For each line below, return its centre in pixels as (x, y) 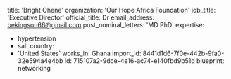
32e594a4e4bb (40, 61)
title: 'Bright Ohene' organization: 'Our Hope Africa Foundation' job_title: (112, 10)
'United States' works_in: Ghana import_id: (79, 53)
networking (34, 68)
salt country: (36, 46)
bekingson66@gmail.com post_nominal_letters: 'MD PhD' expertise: (106, 25)
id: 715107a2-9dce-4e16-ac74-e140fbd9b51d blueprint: (144, 61)
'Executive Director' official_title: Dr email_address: (81, 17)
